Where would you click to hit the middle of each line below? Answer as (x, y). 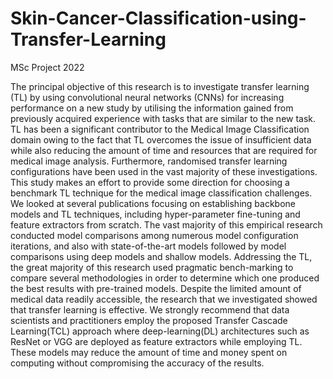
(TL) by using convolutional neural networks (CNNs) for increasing (147, 97)
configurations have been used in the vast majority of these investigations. (164, 171)
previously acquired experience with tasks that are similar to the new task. (163, 118)
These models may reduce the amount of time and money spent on (149, 352)
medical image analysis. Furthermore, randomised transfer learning (149, 161)
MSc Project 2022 (47, 67)
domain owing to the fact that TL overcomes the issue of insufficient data (161, 139)
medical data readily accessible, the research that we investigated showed (164, 299)
